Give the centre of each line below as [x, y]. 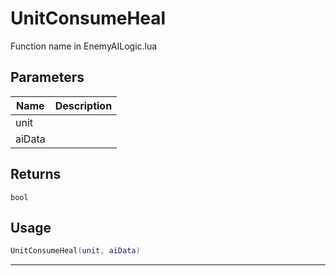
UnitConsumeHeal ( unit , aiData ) [75, 251]
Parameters [47, 77]
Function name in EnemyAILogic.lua [84, 46]
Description [83, 105]
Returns [36, 174]
